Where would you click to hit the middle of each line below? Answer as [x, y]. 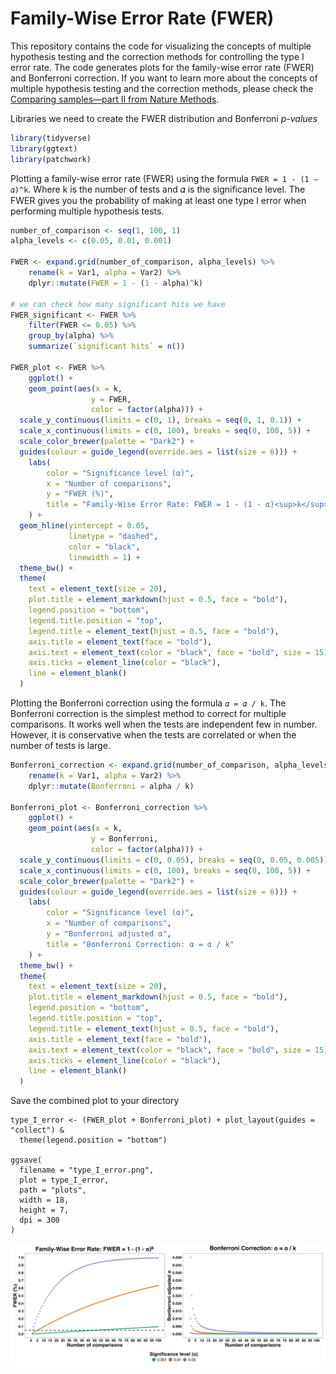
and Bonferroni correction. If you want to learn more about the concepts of [164, 78]
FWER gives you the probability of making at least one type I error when [158, 200]
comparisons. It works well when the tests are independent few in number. [164, 724]
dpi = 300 [39, 1220]
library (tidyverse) [51, 138]
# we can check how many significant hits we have [118, 304]
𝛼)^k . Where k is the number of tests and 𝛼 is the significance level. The [158, 189]
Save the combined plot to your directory [95, 1101]
